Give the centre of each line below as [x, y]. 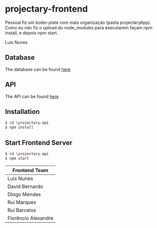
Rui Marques [22, 202]
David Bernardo [25, 186]
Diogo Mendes [24, 194]
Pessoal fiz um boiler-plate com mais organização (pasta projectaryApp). [78, 22]
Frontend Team [30, 170]
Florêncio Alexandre [30, 218]
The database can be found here [38, 69]
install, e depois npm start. [32, 33]
